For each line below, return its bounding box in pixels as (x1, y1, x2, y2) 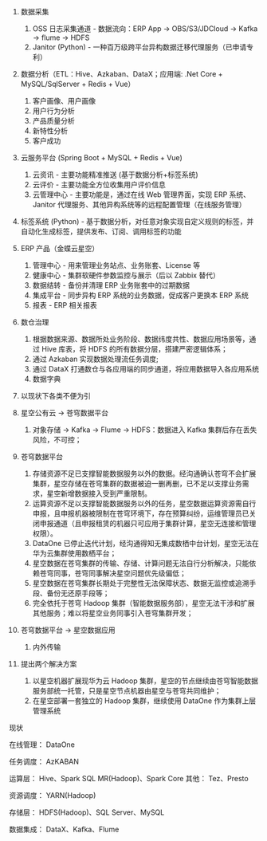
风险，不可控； (32, 435, 82, 444)
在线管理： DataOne (9, 740, 75, 749)
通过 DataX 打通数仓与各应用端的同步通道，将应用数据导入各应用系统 (32, 364, 260, 373)
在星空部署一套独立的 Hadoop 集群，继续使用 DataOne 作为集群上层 (32, 696, 257, 705)
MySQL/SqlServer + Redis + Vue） (20, 79, 135, 88)
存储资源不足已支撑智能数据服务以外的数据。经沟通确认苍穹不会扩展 (32, 469, 257, 478)
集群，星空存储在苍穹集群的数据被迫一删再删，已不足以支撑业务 (32, 479, 242, 488)
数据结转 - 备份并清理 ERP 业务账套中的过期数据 (32, 281, 190, 289)
